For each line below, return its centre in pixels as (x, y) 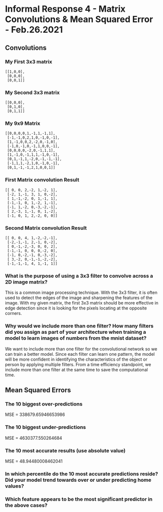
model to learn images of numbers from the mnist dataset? (76, 338)
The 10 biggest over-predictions (44, 404)
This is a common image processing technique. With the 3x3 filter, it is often (81, 293)
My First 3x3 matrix (29, 61)
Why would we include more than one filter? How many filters (79, 326)
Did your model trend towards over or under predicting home (78, 480)
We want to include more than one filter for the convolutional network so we (81, 349)
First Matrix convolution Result (42, 180)
